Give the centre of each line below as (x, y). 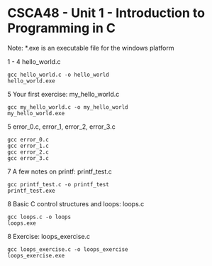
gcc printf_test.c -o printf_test (58, 184)
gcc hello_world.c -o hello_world (58, 75)
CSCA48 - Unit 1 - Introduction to (106, 13)
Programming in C (61, 28)
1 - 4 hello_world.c (34, 61)
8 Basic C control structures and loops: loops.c (76, 203)
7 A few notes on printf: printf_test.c (60, 171)
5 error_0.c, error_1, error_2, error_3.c (61, 127)
